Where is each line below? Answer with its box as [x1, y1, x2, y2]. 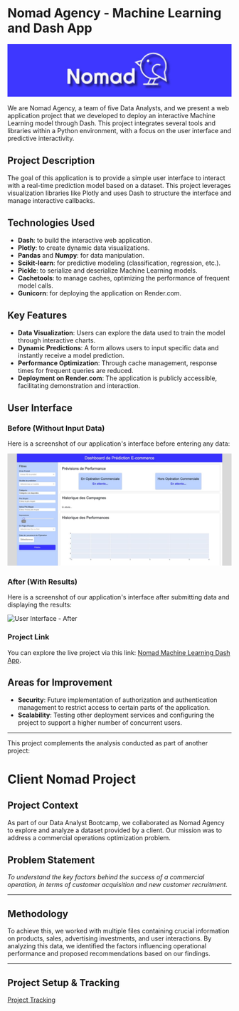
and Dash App [7, 20, 92, 36]
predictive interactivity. [7, 134, 75, 143]
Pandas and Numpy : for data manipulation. [17, 251, 144, 259]
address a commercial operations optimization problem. [7, 833, 171, 842]
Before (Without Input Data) [7, 423, 105, 433]
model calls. [17, 281, 53, 290]
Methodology [7, 908, 69, 920]
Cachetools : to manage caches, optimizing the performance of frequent [17, 273, 230, 282]
